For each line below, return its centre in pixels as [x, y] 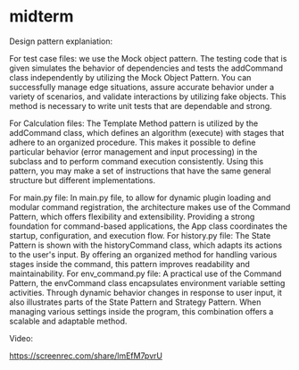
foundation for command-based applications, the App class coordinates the [149, 226]
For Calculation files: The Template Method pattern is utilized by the [134, 123]
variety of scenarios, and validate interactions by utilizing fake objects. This [148, 97]
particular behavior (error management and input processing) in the [133, 151]
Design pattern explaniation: [61, 41]
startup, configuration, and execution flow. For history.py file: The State [140, 235]
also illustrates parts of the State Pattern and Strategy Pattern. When [135, 302]
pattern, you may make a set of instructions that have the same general [140, 171]
